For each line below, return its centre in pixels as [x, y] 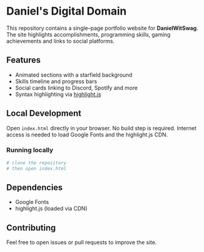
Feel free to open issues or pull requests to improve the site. [82, 242]
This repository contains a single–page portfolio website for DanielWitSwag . [102, 28]
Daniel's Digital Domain [66, 11]
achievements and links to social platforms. [60, 41]
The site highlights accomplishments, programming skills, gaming [88, 34]
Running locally [30, 150]
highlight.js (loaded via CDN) [51, 209]
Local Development [44, 114]
